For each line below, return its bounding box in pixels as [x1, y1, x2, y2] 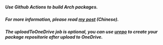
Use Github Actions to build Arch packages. [5, 4, 98, 10]
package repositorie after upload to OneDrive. [5, 34, 103, 40]
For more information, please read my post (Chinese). [5, 16, 119, 22]
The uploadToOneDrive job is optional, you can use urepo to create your [5, 29, 158, 35]
